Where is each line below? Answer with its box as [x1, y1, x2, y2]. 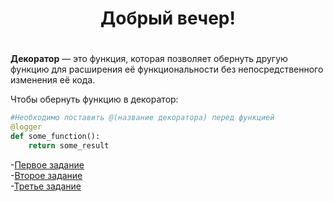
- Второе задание [10, 169, 83, 181]
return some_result [28, 141, 110, 151]
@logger [10, 122, 43, 132]
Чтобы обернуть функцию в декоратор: [10, 93, 179, 106]
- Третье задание [10, 180, 82, 192]
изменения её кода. [10, 74, 96, 86]
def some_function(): [10, 132, 101, 142]
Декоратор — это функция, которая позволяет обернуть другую [10, 53, 288, 65]
